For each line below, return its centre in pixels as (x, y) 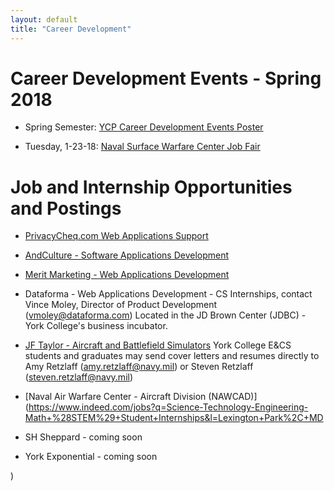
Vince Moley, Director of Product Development (121, 305)
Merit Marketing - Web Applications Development (127, 275)
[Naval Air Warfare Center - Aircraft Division (115, 397)
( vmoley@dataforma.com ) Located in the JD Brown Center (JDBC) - (165, 315)
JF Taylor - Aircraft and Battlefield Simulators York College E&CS (158, 345)
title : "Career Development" (71, 29)
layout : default (44, 19)
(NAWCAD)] (233, 397)
